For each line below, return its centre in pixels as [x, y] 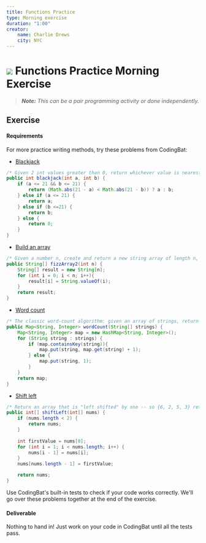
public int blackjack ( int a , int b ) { [56, 179]
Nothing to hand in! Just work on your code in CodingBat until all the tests [100, 527]
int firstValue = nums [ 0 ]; [52, 441]
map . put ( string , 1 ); [65, 361]
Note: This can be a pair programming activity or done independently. [110, 101]
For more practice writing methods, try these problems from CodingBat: [97, 149]
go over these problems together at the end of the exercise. [82, 499]
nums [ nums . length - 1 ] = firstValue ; [66, 464]
